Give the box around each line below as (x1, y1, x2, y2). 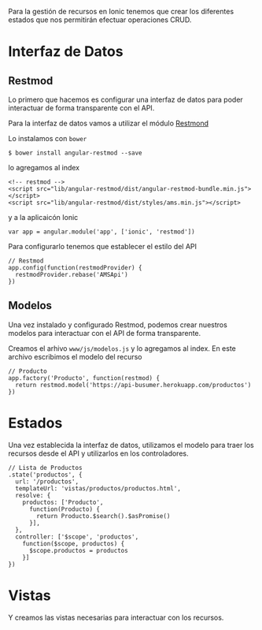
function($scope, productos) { (22, 539, 125, 547)
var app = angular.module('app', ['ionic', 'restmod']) (8, 228, 195, 236)
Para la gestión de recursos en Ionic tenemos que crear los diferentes (8, 7, 234, 16)
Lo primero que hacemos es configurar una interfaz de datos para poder (8, 95, 244, 104)
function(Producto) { (28, 505, 101, 513)
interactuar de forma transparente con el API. (8, 103, 155, 113)
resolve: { (15, 491, 51, 499)
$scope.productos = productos (28, 546, 128, 554)
